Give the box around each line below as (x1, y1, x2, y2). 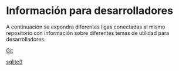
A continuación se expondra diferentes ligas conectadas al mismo (6, 23, 166, 30)
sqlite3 (6, 58, 22, 65)
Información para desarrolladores (6, 4, 173, 17)
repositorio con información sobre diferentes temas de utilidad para (6, 29, 170, 36)
